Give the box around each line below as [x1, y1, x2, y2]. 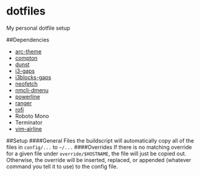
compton [15, 54, 38, 61]
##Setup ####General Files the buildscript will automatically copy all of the [6, 137, 195, 144]
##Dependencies [6, 36, 50, 43]
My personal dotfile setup [6, 24, 71, 32]
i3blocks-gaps [15, 73, 52, 81]
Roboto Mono [15, 112, 50, 120]
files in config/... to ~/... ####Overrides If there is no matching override [6, 143, 192, 151]
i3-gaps [15, 67, 35, 74]
